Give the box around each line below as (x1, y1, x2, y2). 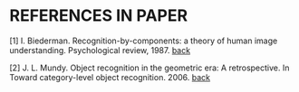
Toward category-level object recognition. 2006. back (9, 71, 211, 82)
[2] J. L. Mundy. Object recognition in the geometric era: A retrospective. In (9, 62, 290, 73)
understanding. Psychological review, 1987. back (9, 44, 191, 55)
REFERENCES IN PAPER (9, 5, 188, 26)
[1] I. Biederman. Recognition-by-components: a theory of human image (9, 35, 278, 46)
